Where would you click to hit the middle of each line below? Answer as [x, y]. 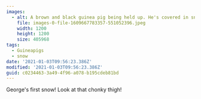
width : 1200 [32, 28]
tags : [13, 45]
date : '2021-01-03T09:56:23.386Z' [49, 61]
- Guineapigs [28, 51]
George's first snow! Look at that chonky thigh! [64, 89]
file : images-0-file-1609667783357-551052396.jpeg [81, 23]
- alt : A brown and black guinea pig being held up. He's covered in [100, 17]
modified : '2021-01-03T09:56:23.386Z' [54, 67]
